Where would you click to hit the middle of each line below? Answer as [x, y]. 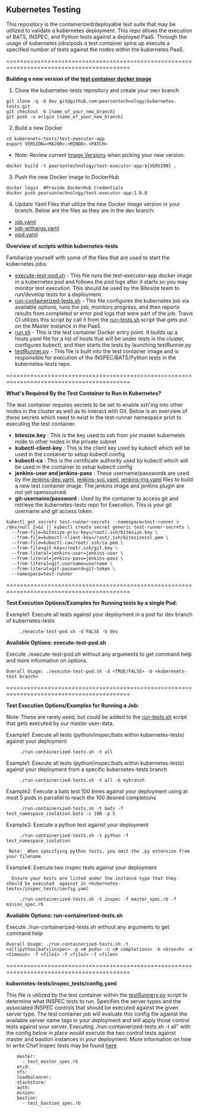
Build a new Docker [39, 128]
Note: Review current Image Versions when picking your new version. [100, 155]
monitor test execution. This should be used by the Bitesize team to [97, 288]
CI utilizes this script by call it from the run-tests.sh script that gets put [101, 319]
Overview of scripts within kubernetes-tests [62, 246]
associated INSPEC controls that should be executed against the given [92, 1007]
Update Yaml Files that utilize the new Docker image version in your [97, 204]
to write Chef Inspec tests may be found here [61, 1045]
